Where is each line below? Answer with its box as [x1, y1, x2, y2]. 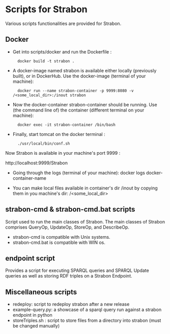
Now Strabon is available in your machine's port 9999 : [5, 150, 121, 156]
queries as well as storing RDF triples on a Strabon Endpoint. [5, 273, 132, 279]
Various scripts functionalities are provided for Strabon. [5, 20, 122, 26]
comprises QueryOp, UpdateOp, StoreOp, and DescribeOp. [5, 224, 130, 230]
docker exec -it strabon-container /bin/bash [17, 122, 116, 127]
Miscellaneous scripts [5, 288, 77, 296]
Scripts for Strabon [5, 4, 88, 15]
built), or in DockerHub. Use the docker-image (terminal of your [12, 73, 146, 79]
